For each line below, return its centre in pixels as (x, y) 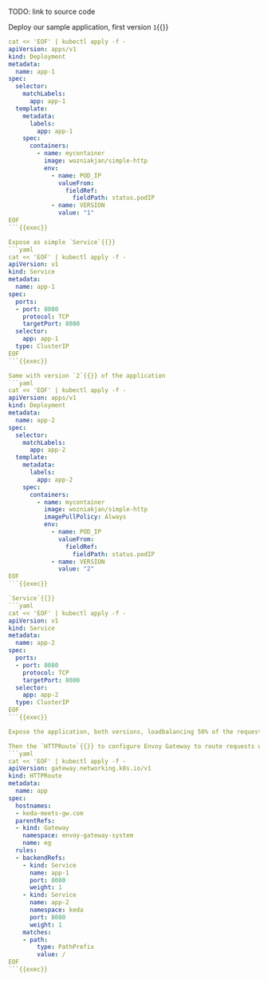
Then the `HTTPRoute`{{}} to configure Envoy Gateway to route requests (132, 746)
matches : (37, 932)
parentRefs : (35, 821)
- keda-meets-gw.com (49, 813)
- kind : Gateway (42, 828)
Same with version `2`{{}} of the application (87, 375)
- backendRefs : (41, 858)
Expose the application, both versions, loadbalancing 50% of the (121, 731)
